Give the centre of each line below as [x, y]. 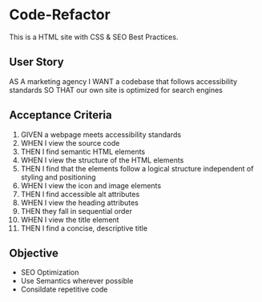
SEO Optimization [50, 272]
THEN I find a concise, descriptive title [84, 228]
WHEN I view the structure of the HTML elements [102, 160]
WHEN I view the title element [70, 219]
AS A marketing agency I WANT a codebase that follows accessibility [123, 81]
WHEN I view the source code [70, 143]
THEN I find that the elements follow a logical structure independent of [137, 168]
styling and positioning [58, 177]
